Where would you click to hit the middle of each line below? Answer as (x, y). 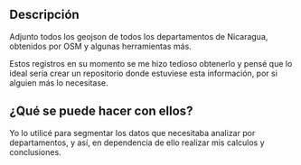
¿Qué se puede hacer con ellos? (101, 111)
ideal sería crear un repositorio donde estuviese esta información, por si (144, 73)
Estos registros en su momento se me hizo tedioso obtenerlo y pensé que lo (151, 63)
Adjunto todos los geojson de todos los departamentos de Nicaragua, (139, 36)
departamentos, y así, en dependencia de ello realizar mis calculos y (137, 142)
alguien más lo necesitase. (59, 82)
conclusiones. (35, 151)
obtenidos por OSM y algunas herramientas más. (100, 46)
